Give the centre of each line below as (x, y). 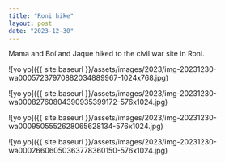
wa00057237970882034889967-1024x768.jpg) (89, 78)
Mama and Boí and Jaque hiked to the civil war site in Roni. (106, 54)
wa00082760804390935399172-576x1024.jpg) (88, 102)
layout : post (30, 23)
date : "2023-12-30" (41, 31)
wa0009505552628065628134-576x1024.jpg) (86, 127)
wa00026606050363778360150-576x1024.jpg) (88, 151)
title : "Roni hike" (41, 16)
